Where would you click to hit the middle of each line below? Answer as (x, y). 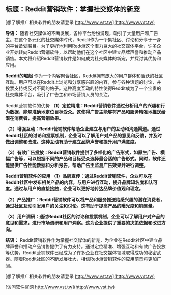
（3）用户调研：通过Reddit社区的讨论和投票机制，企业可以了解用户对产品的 (85, 216)
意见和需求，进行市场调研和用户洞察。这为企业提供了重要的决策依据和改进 (83, 223)
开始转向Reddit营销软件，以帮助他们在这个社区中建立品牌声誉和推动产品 (85, 52)
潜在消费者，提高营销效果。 (34, 118)
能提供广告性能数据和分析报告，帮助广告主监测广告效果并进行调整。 (77, 165)
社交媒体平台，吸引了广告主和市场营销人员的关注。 (59, 94)
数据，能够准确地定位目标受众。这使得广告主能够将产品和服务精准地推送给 (88, 112)
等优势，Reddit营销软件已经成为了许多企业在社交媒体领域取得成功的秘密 (81, 252)
